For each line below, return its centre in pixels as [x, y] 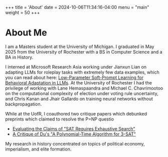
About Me [26, 33]
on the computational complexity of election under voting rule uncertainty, [82, 93]
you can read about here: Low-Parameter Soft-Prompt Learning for [74, 77]
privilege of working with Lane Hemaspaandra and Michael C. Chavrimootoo [84, 88]
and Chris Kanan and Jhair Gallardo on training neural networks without [79, 98]
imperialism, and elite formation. [38, 149]
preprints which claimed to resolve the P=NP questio [60, 119]
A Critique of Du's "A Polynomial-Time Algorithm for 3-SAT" [74, 134]
